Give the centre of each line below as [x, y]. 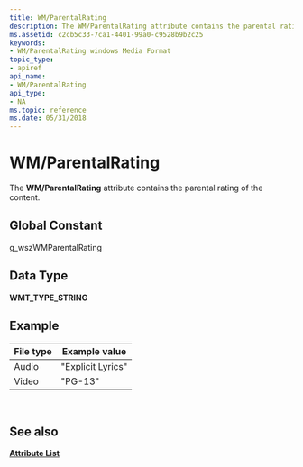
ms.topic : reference [48, 110]
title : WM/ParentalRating [58, 18]
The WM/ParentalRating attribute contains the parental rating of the [136, 188]
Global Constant [56, 226]
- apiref [26, 69]
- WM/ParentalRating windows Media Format [90, 51]
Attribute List [35, 453]
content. [25, 197]
